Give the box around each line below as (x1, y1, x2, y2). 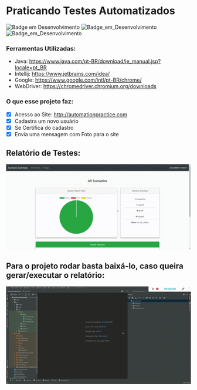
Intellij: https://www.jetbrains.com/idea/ (14, 70, 110, 78)
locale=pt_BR (14, 64, 47, 71)
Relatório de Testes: (6, 148, 81, 158)
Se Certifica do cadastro (14, 124, 74, 131)
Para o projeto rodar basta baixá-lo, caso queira (6, 261, 184, 271)
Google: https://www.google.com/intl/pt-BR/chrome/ (14, 76, 142, 83)
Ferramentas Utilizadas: (6, 44, 76, 52)
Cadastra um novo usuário (14, 117, 79, 125)
